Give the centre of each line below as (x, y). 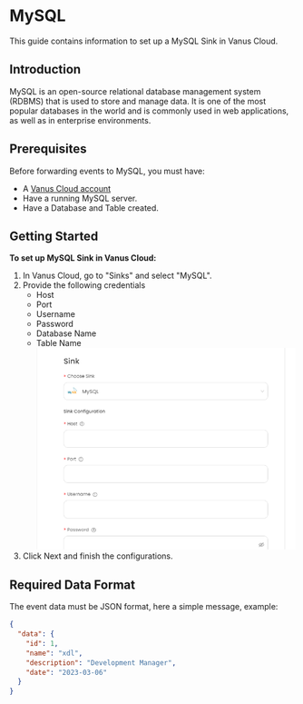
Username (55, 314)
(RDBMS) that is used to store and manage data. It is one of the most (138, 101)
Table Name (59, 343)
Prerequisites (48, 149)
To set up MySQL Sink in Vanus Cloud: (83, 258)
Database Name (66, 333)
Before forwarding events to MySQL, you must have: (108, 171)
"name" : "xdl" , (54, 653)
